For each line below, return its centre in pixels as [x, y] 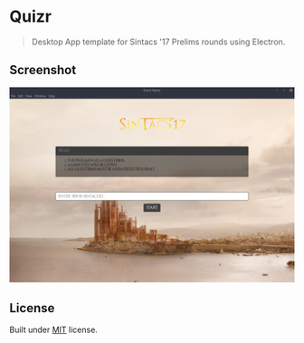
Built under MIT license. [53, 330]
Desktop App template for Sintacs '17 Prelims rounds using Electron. [158, 42]
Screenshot [43, 70]
